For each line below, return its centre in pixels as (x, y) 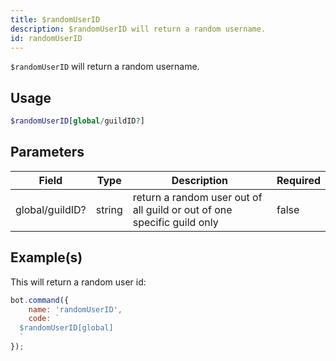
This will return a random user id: (78, 282)
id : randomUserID (46, 38)
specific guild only (175, 222)
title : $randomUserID (55, 19)
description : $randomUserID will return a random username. (138, 29)
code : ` (44, 319)
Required (298, 180)
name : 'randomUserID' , (75, 309)
